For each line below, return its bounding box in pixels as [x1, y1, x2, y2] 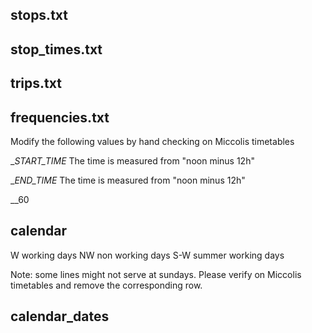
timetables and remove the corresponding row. [10, 279, 203, 291]
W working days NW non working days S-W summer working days [10, 249, 285, 261]
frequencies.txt [10, 109, 110, 126]
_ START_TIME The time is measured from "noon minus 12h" [10, 154, 255, 167]
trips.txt [10, 75, 62, 92]
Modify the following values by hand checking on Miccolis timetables [10, 135, 295, 147]
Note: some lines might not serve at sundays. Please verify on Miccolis [10, 268, 302, 280]
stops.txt [10, 7, 68, 24]
